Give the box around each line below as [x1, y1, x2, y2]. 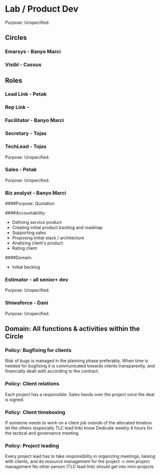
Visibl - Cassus [5, 61, 42, 68]
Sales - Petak [5, 166, 37, 173]
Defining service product [12, 219, 62, 225]
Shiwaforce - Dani [5, 299, 48, 306]
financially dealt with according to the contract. [5, 368, 99, 374]
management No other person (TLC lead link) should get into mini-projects [5, 464, 154, 470]
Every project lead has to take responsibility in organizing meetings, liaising [5, 454, 156, 459]
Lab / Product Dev [5, 3, 79, 15]
